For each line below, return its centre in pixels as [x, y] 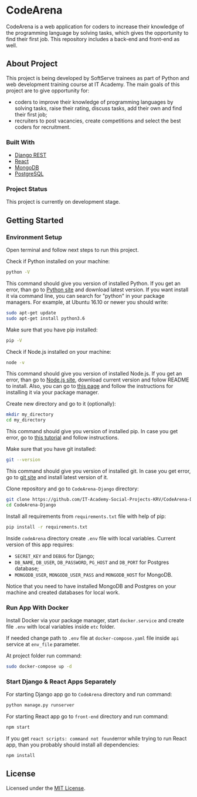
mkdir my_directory [30, 415]
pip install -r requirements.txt [47, 527]
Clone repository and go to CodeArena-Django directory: [72, 489]
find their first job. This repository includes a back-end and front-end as [93, 39]
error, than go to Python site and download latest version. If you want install [97, 290]
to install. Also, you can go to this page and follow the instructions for [90, 386]
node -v [16, 363]
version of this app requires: [40, 544]
